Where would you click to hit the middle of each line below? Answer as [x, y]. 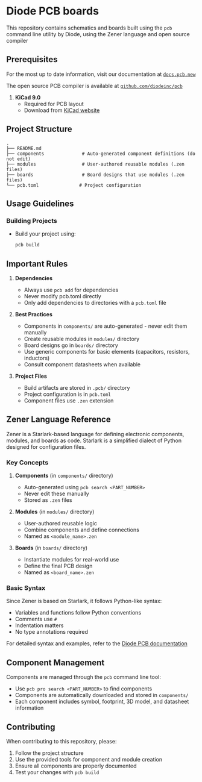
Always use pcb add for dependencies [71, 290]
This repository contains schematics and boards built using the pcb [89, 28]
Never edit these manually [56, 494]
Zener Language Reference [58, 420]
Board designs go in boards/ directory [71, 345]
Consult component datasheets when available [82, 364]
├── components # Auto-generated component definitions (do [101, 154]
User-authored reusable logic [61, 524]
